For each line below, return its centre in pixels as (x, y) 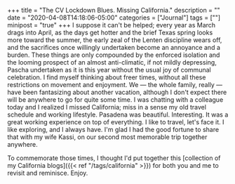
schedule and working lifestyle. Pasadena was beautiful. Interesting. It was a (118, 114)
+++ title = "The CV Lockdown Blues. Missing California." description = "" (114, 10)
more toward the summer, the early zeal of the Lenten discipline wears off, (115, 40)
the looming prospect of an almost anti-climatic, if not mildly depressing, (112, 62)
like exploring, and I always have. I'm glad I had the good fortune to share (113, 130)
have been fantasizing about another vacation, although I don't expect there (117, 92)
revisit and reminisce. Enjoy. (48, 173)
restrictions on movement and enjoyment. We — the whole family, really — (115, 85)
